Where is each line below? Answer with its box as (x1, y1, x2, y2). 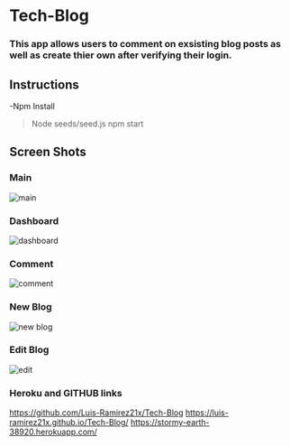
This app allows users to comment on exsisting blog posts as (9, 38, 282, 51)
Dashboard (9, 214, 59, 227)
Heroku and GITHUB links (9, 386, 123, 399)
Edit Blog (9, 344, 50, 357)
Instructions (9, 77, 79, 92)
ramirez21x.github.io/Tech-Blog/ (9, 417, 129, 428)
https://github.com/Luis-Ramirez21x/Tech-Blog (9, 407, 184, 418)
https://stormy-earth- (130, 417, 210, 428)
